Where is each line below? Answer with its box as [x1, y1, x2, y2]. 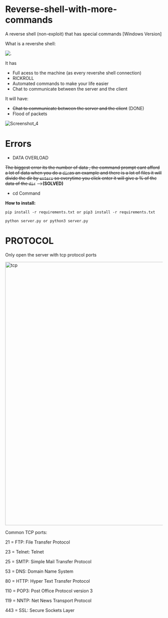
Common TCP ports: [5, 529, 47, 535]
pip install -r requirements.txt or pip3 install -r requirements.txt [5, 210, 155, 215]
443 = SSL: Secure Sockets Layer [5, 607, 75, 613]
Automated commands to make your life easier [12, 80, 109, 86]
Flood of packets [12, 111, 47, 117]
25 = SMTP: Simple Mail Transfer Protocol [5, 558, 91, 564]
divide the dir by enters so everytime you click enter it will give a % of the [5, 175, 157, 181]
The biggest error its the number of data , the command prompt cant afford [5, 164, 160, 170]
